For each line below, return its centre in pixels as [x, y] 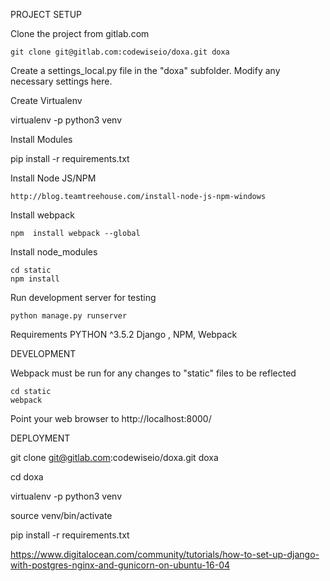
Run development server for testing [83, 297]
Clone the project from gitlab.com [80, 33]
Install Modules [41, 139]
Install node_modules [54, 252]
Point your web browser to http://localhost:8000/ [111, 418]
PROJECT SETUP [46, 14]
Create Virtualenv [46, 100]
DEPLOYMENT [40, 438]
